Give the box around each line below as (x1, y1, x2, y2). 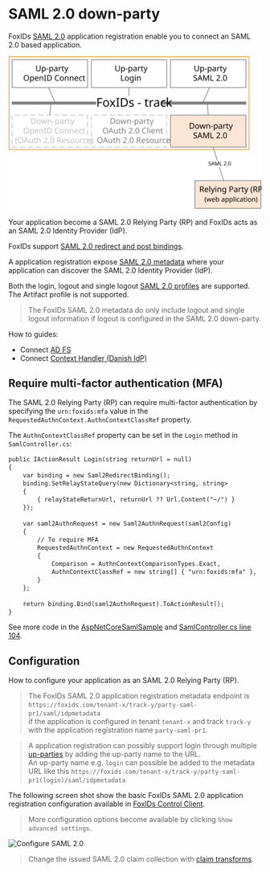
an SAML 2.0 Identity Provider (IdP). (8, 226, 128, 235)
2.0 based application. (8, 39, 83, 49)
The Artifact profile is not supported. (8, 289, 129, 299)
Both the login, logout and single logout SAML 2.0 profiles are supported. (8, 280, 251, 290)
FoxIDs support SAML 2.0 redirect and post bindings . (8, 241, 184, 251)
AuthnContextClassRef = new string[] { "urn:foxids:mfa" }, (51, 568, 257, 576)
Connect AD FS (19, 345, 72, 354)
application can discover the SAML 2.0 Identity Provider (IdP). (8, 265, 213, 275)
